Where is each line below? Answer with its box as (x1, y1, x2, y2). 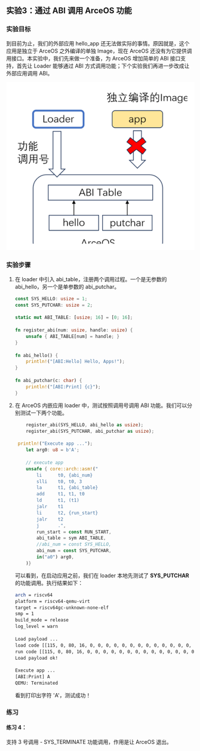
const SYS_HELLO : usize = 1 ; (14, 296, 88, 301)
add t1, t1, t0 (36, 491, 85, 497)
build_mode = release (14, 617, 69, 623)
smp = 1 (14, 611, 34, 617)
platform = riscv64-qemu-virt (14, 598, 91, 604)
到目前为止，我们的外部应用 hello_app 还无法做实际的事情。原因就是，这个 (6, 39, 190, 47)
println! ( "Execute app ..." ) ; (17, 441, 93, 447)
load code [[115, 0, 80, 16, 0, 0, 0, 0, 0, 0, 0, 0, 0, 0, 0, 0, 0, (14, 642, 192, 648)
